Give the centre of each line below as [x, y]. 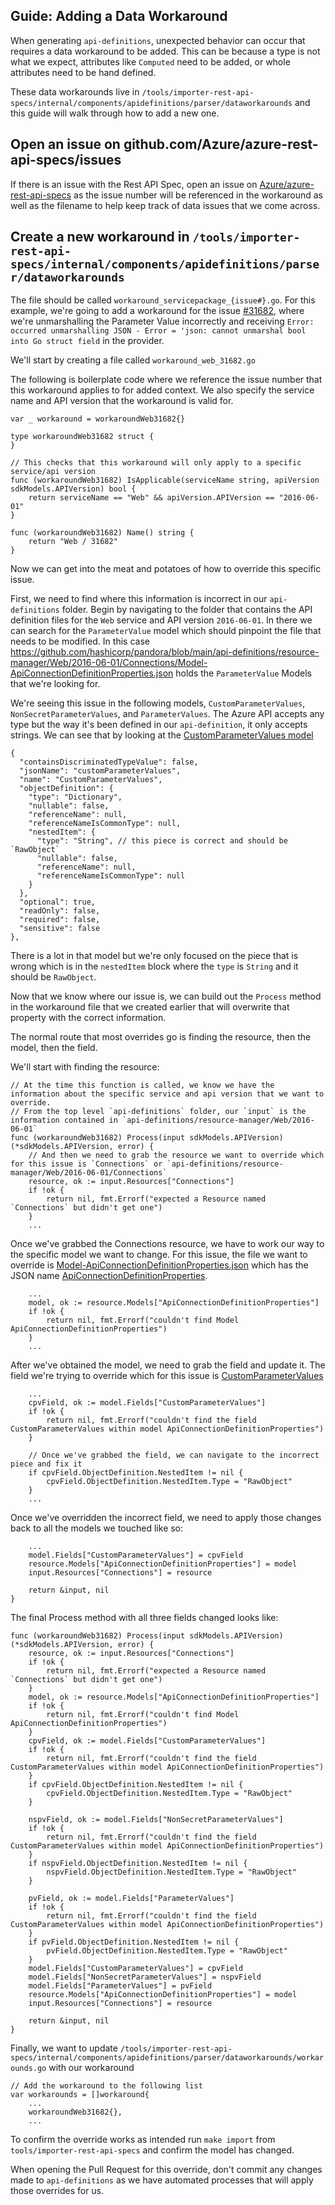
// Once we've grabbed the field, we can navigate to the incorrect [174, 1455]
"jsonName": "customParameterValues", [100, 771]
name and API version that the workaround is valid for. [122, 401]
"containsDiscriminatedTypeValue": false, [109, 762]
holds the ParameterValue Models [243, 673]
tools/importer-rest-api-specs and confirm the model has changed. [152, 2150]
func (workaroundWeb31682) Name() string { [102, 533]
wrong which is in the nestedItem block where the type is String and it [154, 966]
